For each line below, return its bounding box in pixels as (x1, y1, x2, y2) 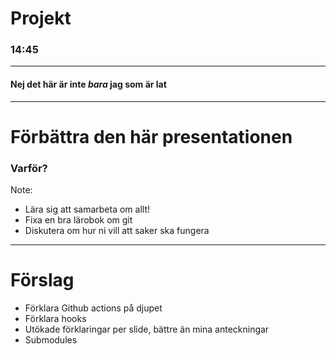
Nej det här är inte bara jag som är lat (10, 78, 167, 91)
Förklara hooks (24, 313, 87, 325)
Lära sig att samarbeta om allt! (24, 203, 151, 216)
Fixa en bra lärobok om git (24, 214, 133, 226)
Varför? (10, 161, 48, 175)
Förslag (10, 269, 75, 292)
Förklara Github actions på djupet (24, 302, 163, 314)
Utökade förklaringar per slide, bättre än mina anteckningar (24, 323, 270, 336)
